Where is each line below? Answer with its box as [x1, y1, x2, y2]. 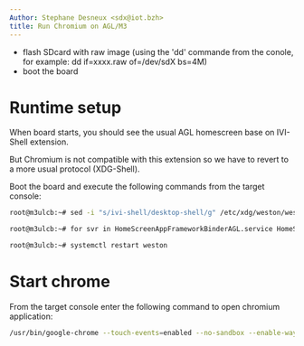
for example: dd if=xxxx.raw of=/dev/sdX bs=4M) [22, 56, 208, 67]
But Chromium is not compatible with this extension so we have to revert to [9, 154, 290, 165]
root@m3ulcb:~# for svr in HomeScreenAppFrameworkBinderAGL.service [9, 225, 273, 234]
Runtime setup [9, 97, 122, 117]
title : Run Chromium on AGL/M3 [9, 22, 128, 31]
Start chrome [9, 272, 110, 292]
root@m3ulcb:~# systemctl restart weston [9, 241, 168, 250]
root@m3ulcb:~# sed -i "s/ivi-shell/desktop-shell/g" [9, 209, 217, 218]
